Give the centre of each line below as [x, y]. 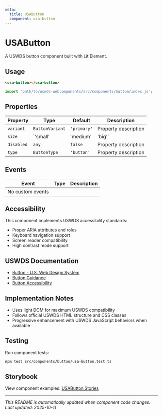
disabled [17, 144]
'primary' [81, 129]
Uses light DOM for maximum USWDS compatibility [63, 310]
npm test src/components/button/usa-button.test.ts [58, 361]
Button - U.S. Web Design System [46, 273]
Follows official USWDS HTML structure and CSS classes [69, 315]
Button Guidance [29, 278]
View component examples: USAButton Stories [52, 388]
